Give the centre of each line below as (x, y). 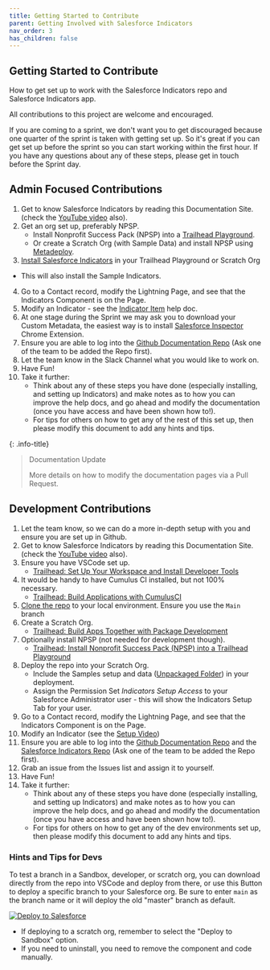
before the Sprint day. (45, 164)
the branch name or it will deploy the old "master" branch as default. (123, 900)
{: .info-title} (29, 444)
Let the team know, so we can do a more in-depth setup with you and (136, 528)
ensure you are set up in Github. (74, 537)
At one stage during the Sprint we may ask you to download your (128, 317)
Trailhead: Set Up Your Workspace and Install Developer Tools (136, 571)
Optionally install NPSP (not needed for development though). (123, 639)
